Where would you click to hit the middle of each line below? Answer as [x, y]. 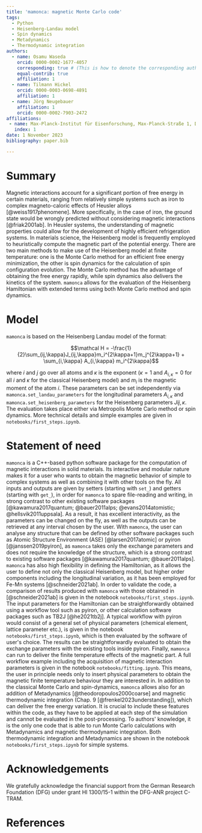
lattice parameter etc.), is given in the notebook [65, 629]
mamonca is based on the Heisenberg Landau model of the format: [87, 336]
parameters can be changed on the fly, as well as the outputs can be [91, 520]
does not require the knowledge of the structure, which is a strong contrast [99, 552]
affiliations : [24, 118]
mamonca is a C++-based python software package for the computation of [97, 463]
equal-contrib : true [43, 74]
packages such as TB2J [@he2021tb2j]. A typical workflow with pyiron [94, 616]
